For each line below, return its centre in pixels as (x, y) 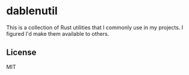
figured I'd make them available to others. (58, 33)
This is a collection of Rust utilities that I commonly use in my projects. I (95, 27)
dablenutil (32, 11)
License (21, 53)
